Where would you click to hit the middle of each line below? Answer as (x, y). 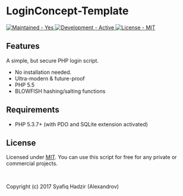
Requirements (33, 110)
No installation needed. (43, 72)
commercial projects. (32, 164)
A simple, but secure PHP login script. (53, 60)
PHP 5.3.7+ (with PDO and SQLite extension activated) (81, 124)
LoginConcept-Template (67, 11)
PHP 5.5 (25, 85)
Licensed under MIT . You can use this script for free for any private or (91, 157)
